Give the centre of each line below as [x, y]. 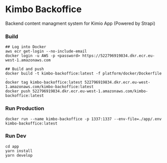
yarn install [19, 151]
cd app [12, 146]
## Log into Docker [26, 47]
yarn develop [19, 155]
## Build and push [25, 69]
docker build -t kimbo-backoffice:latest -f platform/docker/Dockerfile [83, 74]
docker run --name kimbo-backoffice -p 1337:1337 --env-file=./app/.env [83, 119]
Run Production [25, 108]
